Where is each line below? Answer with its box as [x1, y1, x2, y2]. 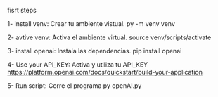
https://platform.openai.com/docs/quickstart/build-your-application [7, 68, 203, 76]
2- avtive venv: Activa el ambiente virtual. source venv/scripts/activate [7, 33, 212, 41]
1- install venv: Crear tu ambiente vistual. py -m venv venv [7, 20, 176, 27]
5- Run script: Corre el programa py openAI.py [7, 82, 142, 90]
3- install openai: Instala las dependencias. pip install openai [7, 47, 182, 55]
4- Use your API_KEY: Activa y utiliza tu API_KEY [7, 60, 148, 69]
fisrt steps [7, 6, 37, 14]
